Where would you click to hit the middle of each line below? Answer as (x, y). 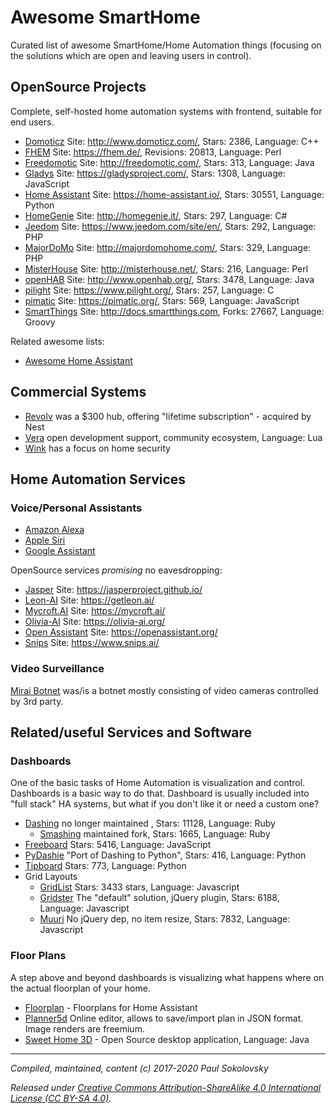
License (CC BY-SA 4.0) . (61, 1098)
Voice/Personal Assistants (76, 508)
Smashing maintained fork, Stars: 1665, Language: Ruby (155, 834)
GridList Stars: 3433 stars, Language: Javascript (139, 887)
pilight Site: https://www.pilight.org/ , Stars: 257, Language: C (149, 290)
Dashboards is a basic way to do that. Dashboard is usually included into (160, 793)
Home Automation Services (98, 479)
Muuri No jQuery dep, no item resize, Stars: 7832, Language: (165, 919)
